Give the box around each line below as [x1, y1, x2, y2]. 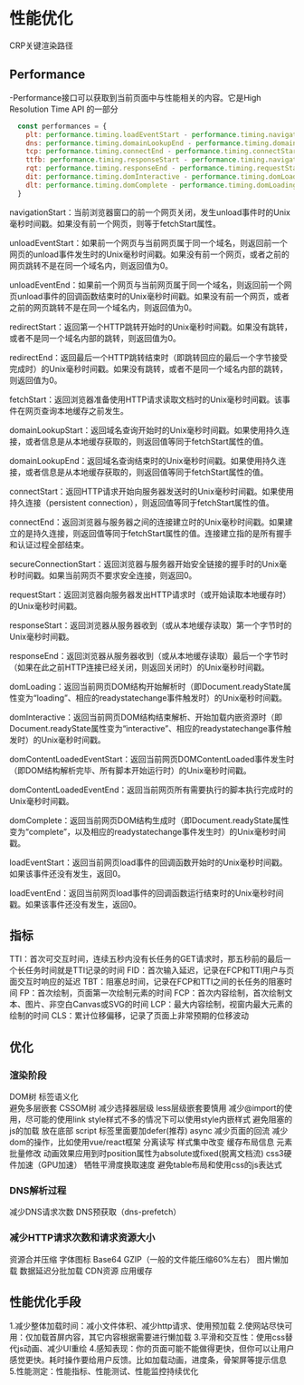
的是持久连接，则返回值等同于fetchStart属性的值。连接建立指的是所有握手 [16, 527, 292, 538]
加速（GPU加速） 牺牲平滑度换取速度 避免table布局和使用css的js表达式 [16, 1159, 282, 1171]
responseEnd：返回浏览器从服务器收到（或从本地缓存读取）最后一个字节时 [9, 650, 289, 661]
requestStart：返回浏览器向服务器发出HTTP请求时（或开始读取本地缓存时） [9, 589, 291, 600]
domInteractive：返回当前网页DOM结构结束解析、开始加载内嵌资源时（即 [9, 712, 283, 722]
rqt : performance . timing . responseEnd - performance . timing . [25, 164, 257, 173]
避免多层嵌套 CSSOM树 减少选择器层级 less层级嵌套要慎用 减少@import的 [9, 1103, 285, 1114]
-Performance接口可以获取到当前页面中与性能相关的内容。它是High [9, 92, 261, 103]
